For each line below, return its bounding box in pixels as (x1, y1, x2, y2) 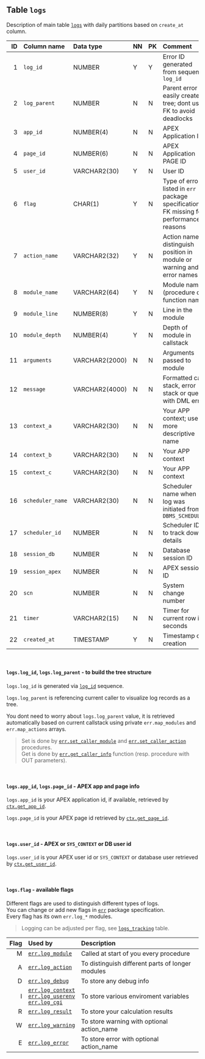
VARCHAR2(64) (73, 288, 120, 297)
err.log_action (28, 964, 72, 970)
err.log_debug (28, 977, 69, 985)
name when (162, 490, 196, 498)
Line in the (162, 305, 193, 314)
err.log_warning (28, 1022, 75, 1028)
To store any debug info (81, 977, 149, 985)
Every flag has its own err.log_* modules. (6, 913, 113, 920)
